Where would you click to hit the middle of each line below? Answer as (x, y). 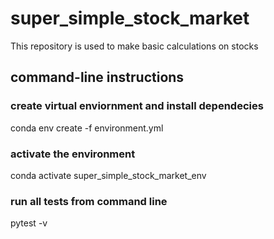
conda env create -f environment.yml (87, 128)
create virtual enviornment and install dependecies (137, 106)
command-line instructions (97, 77)
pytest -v (29, 223)
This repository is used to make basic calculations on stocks (134, 46)
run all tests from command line (89, 201)
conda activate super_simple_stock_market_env (108, 175)
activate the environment (73, 154)
